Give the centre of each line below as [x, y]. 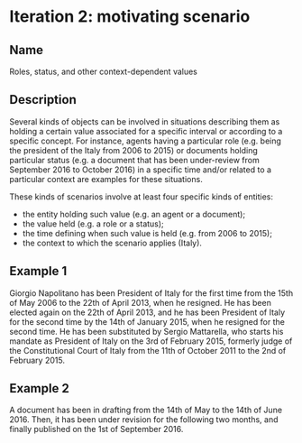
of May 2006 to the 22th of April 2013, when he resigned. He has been [141, 302]
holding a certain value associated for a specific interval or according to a [146, 131]
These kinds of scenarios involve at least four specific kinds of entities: [141, 197]
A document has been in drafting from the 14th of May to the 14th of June [146, 410]
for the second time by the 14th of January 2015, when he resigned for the [147, 321]
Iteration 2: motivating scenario [130, 17]
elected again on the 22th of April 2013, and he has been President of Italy [147, 312]
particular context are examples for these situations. [106, 179]
